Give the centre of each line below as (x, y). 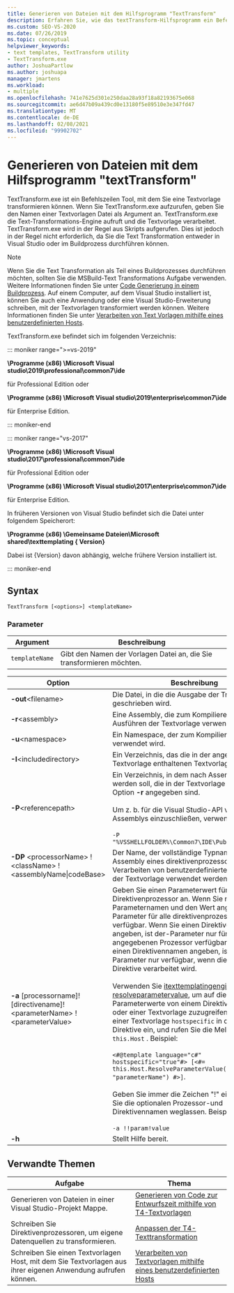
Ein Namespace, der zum (154, 735)
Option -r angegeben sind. (156, 792)
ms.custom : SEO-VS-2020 (42, 27)
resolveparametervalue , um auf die (170, 995)
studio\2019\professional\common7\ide (66, 371)
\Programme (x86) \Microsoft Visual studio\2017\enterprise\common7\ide (117, 487)
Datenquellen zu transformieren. (63, 1241)
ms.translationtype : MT (42, 111)
